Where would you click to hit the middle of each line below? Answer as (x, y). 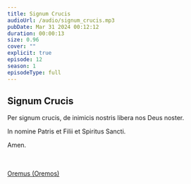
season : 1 (22, 66)
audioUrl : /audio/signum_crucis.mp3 (61, 20)
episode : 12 (25, 60)
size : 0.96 (23, 40)
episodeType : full (34, 72)
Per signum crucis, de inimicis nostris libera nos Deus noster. (96, 118)
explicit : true (30, 53)
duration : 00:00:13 (36, 33)
